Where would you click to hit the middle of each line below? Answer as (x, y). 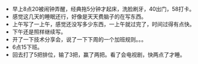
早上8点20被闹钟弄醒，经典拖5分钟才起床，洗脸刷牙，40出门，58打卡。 (103, 9)
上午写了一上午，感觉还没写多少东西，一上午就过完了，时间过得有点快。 (103, 24)
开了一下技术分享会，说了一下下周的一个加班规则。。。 (79, 39)
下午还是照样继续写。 (39, 32)
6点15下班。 (27, 47)
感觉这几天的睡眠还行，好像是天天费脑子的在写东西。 (79, 16)
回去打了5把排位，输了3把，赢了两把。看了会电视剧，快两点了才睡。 (99, 55)
